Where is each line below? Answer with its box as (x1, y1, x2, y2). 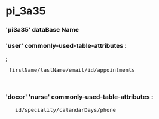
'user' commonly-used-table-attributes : (5, 42, 127, 50)
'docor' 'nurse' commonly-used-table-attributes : (5, 93, 154, 101)
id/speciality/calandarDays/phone (15, 106, 117, 113)
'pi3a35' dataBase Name (5, 26, 79, 34)
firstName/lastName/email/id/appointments (8, 67, 135, 74)
